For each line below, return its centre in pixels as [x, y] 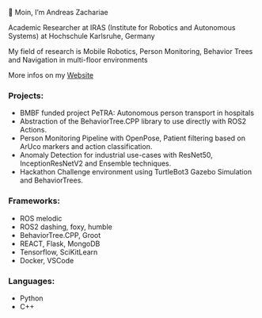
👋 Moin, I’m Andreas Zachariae [58, 12]
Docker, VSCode [47, 260]
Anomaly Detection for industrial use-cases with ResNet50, [116, 155]
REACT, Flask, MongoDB [60, 243]
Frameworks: [34, 201]
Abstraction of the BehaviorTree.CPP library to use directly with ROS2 [133, 121]
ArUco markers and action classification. [86, 147]
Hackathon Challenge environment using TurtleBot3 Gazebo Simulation [135, 172]
